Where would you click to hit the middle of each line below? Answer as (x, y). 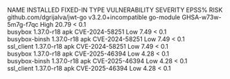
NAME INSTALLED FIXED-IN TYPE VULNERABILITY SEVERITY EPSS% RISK (115, 10)
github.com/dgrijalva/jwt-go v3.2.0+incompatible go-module (94, 17)
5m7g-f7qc (23, 24)
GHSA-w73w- (202, 17)
